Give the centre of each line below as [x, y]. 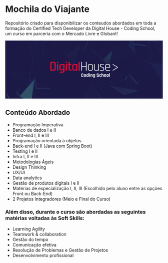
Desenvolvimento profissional [43, 256]
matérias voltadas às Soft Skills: [45, 218]
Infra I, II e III [25, 156]
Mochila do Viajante [47, 9]
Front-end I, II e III [30, 135]
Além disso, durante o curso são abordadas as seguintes [75, 212]
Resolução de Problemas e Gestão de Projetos [60, 250]
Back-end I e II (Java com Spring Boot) [52, 146]
